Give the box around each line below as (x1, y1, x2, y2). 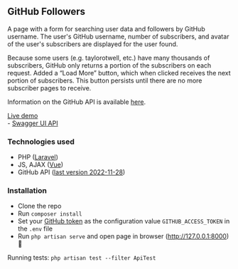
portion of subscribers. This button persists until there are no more (7, 76, 202, 85)
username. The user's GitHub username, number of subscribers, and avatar (7, 32, 229, 41)
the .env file (17, 224, 53, 233)
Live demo (7, 111, 38, 120)
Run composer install (17, 209, 82, 218)
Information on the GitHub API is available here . (7, 97, 146, 106)
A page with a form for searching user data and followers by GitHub (7, 24, 205, 33)
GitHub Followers (7, 6, 86, 18)
